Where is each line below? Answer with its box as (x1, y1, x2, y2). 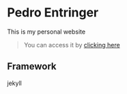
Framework (7, 60, 57, 73)
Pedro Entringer (7, 5, 99, 21)
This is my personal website (7, 27, 86, 36)
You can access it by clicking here (23, 40, 121, 49)
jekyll (7, 79, 22, 87)
